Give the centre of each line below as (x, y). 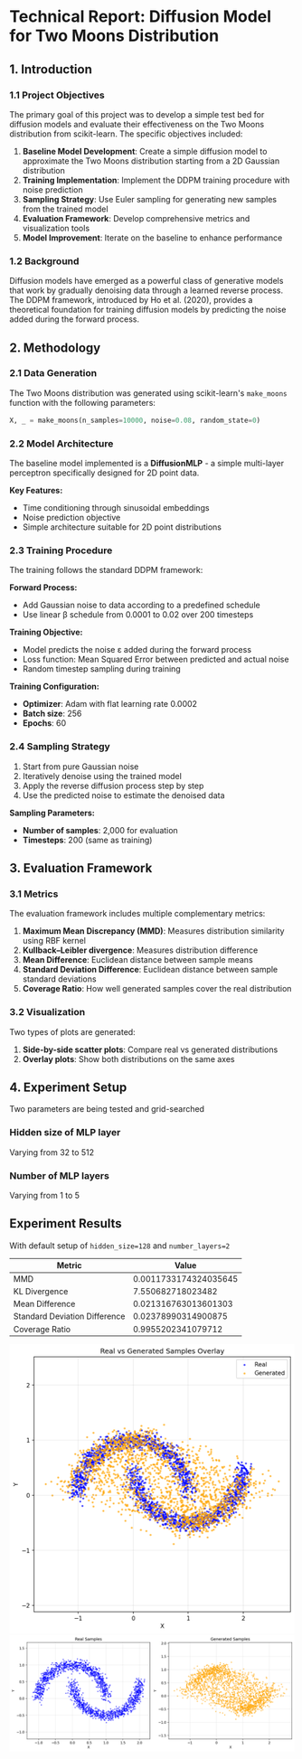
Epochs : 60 (44, 723)
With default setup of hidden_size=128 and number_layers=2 (120, 1246)
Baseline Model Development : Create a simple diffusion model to (145, 151)
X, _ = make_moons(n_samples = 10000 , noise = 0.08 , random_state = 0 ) (135, 420)
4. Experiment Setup (68, 1087)
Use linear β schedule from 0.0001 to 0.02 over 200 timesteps (138, 615)
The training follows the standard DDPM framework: (106, 570)
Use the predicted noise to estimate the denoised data (123, 795)
